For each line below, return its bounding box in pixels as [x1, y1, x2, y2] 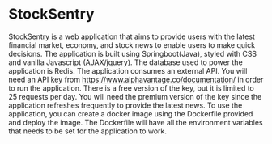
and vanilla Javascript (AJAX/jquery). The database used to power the [8, 57, 243, 67]
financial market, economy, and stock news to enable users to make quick [8, 40, 256, 49]
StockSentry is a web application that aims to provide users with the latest [8, 32, 255, 41]
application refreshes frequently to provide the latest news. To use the [8, 100, 243, 110]
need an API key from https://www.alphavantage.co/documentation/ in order [8, 74, 264, 84]
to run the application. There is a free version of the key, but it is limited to [8, 83, 255, 93]
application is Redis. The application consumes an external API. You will [8, 66, 248, 75]
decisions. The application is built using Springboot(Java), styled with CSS [8, 49, 257, 58]
